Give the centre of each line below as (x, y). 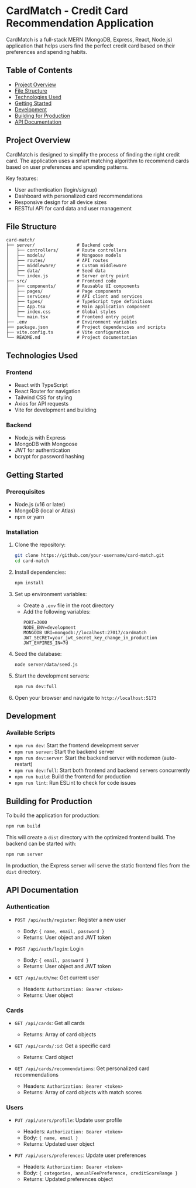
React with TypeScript (41, 385)
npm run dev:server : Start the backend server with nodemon (87, 758)
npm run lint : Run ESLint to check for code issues (75, 783)
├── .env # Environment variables (72, 322)
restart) (24, 764)
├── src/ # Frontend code (61, 281)
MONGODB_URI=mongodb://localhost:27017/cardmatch (85, 632)
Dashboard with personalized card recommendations (79, 196)
